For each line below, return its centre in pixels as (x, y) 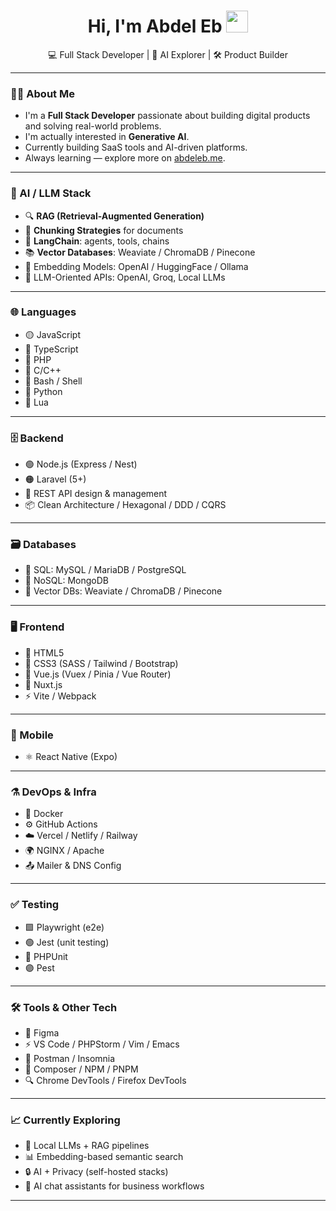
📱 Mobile (32, 735)
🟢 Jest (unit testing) (67, 942)
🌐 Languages (43, 312)
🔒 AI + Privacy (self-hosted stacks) (96, 1172)
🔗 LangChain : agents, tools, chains (97, 241)
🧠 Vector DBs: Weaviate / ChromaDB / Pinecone (123, 591)
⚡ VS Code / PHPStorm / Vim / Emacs (102, 1044)
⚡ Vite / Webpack (60, 696)
